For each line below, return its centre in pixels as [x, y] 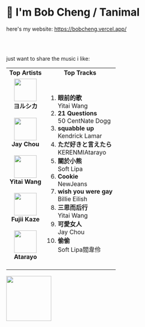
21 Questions [78, 113]
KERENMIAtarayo [82, 152]
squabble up [76, 128]
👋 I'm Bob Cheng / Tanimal [73, 12]
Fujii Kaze [25, 219]
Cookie [68, 176]
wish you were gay [85, 191]
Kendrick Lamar [80, 136]
